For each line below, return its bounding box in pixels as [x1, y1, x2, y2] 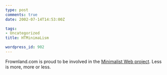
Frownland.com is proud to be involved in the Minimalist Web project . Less [5, 58, 162, 64]
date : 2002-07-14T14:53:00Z [5, 17, 65, 22]
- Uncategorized [5, 31, 40, 36]
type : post [5, 7, 29, 13]
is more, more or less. [5, 64, 51, 70]
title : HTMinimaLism [5, 35, 50, 41]
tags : [5, 26, 17, 31]
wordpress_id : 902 [5, 45, 44, 50]
